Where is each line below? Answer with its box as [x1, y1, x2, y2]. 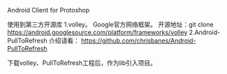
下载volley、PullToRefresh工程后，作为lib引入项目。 [7, 59, 157, 67]
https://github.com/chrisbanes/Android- [81, 36, 197, 45]
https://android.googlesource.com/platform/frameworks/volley [7, 28, 188, 36]
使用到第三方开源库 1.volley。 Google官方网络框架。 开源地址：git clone [7, 20, 214, 29]
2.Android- [189, 28, 221, 36]
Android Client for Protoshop [7, 6, 90, 14]
